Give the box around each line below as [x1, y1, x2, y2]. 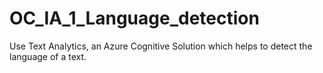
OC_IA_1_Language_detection [9, 7, 260, 30]
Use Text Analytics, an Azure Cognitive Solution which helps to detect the [9, 40, 313, 52]
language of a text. [9, 50, 87, 62]
